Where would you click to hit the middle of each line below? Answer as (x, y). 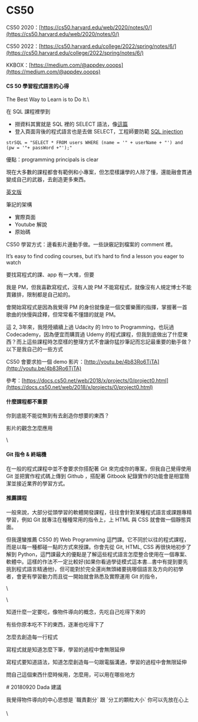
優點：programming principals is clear (52, 159)
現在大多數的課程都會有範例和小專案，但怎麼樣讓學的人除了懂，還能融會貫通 (99, 172)
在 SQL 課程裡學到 (28, 112)
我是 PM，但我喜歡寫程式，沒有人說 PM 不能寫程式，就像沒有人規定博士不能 (99, 288)
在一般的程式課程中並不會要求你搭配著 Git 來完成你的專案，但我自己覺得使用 (99, 468)
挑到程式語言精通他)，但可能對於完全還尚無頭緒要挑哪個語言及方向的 (90, 569)
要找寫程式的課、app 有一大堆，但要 (50, 275)
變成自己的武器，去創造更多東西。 (47, 179)
